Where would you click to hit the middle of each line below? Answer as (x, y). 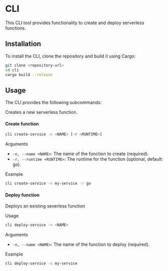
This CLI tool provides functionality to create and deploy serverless (75, 23)
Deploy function (22, 195)
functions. (16, 28)
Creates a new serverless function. (41, 112)
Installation (23, 44)
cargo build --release (29, 75)
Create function (22, 123)
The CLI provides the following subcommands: (54, 103)
